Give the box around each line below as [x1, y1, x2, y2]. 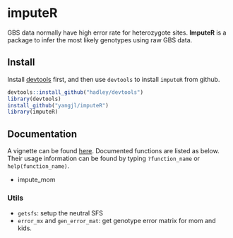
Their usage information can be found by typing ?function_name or [7, 154, 200, 163]
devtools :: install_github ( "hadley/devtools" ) [7, 88, 143, 96]
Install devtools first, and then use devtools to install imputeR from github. [7, 75, 220, 83]
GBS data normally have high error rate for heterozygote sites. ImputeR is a [7, 28, 227, 37]
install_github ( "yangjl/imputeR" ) [7, 102, 109, 109]
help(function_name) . [7, 162, 70, 170]
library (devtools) [7, 95, 61, 102]
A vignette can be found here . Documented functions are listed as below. [7, 147, 220, 155]
